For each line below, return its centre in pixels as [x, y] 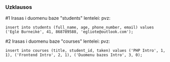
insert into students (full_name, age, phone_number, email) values [80, 27]
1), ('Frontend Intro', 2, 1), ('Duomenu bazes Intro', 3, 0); [74, 55]
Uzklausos [19, 7]
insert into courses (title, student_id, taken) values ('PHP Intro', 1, [86, 51]
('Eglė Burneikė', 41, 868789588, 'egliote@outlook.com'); [69, 32]
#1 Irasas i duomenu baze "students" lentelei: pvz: [58, 18]
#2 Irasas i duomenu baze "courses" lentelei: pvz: [58, 41]
